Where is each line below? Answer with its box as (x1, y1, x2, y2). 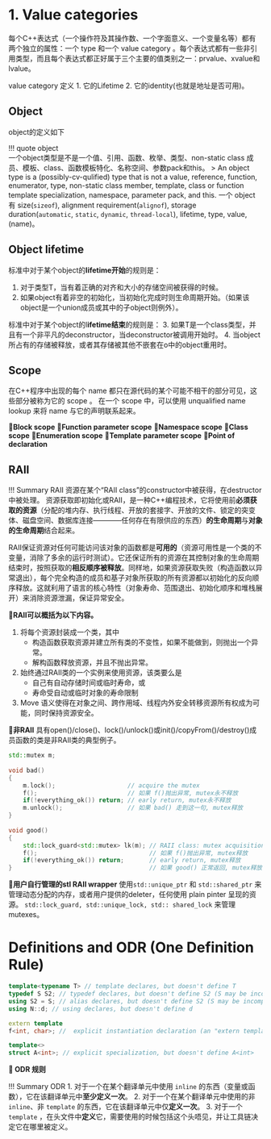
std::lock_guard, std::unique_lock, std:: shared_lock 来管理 (23, 899, 236, 909)
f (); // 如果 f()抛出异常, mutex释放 (23, 849, 248, 857)
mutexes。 (8, 910, 44, 920)
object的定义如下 (8, 127, 65, 136)
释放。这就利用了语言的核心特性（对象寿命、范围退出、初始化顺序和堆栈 (15, 583, 256, 593)
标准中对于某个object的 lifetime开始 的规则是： (8, 265, 161, 275)
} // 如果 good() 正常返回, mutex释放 (8, 864, 263, 872)
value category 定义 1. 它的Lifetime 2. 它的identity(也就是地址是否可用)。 (8, 81, 249, 90)
